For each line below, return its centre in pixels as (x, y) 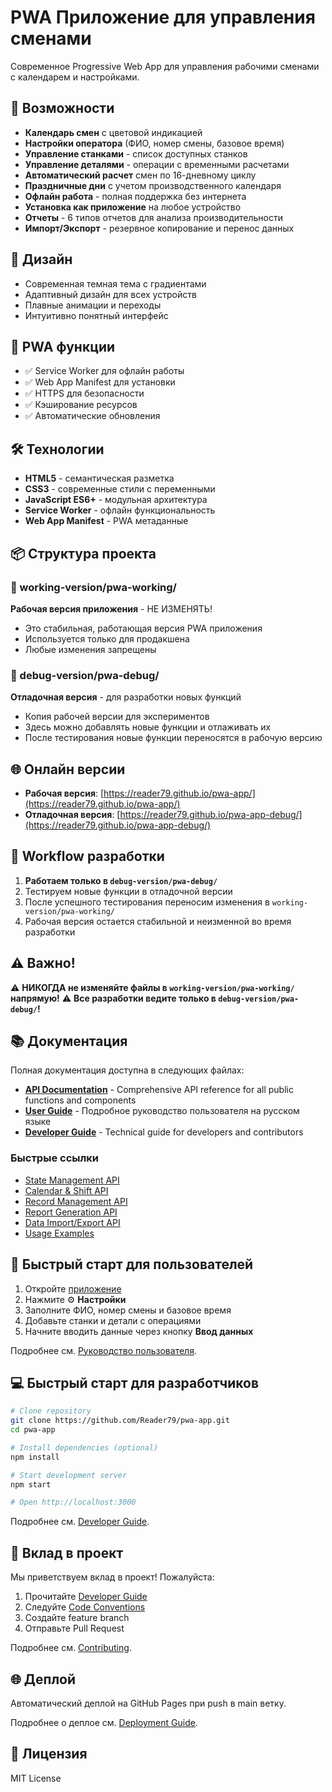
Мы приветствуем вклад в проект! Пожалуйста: (112, 1577)
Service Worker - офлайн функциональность (120, 510)
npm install (35, 1457)
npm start (31, 1484)
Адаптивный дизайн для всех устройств (110, 294)
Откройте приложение (73, 1288)
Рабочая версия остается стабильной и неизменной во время (158, 921)
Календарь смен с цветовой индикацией (113, 132)
